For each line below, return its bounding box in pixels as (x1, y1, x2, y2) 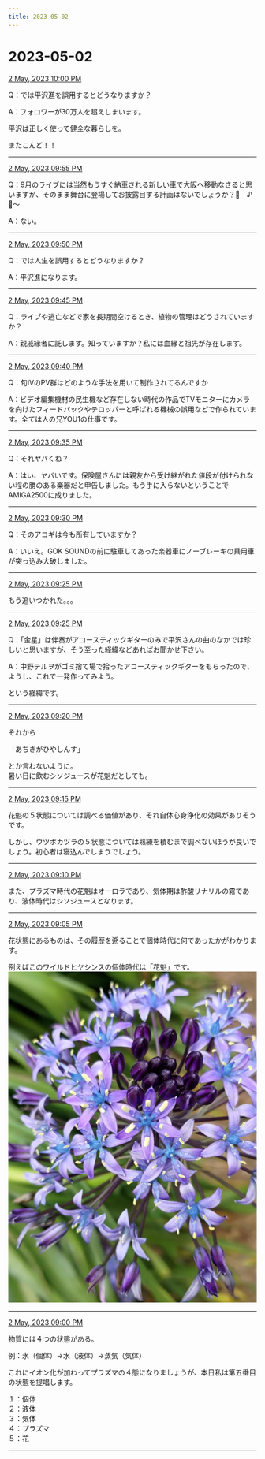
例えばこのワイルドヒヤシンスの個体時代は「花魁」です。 (8, 962, 195, 971)
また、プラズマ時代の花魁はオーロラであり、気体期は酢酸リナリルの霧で (8, 886, 243, 895)
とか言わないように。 (8, 761, 77, 770)
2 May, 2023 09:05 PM (8, 919, 83, 929)
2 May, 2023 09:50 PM (8, 239, 83, 248)
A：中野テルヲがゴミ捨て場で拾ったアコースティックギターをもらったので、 (8, 661, 254, 671)
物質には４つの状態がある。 (8, 1334, 99, 1343)
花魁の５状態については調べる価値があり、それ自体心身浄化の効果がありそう (8, 810, 256, 820)
